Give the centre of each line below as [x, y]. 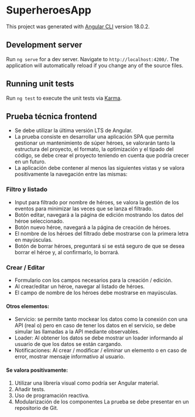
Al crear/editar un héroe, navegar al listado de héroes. [80, 286]
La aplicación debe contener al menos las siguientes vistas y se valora [99, 168]
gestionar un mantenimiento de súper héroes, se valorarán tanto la [95, 143]
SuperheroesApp [49, 10]
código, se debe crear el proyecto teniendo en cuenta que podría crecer [102, 156]
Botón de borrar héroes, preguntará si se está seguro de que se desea [100, 246]
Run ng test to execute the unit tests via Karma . [64, 98]
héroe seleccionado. [39, 221]
